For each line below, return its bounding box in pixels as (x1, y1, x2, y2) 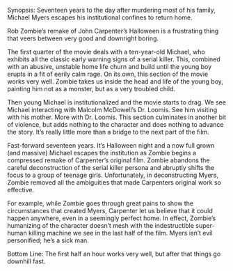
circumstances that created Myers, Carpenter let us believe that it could (7, 207, 214, 215)
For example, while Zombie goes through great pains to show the (7, 199, 193, 208)
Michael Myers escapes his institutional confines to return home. (7, 13, 193, 22)
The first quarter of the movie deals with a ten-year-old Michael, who (7, 48, 205, 56)
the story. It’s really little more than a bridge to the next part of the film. (7, 128, 210, 136)
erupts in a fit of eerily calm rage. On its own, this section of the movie (7, 70, 209, 78)
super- (195, 222, 215, 229)
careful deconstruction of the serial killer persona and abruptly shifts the (7, 164, 215, 171)
